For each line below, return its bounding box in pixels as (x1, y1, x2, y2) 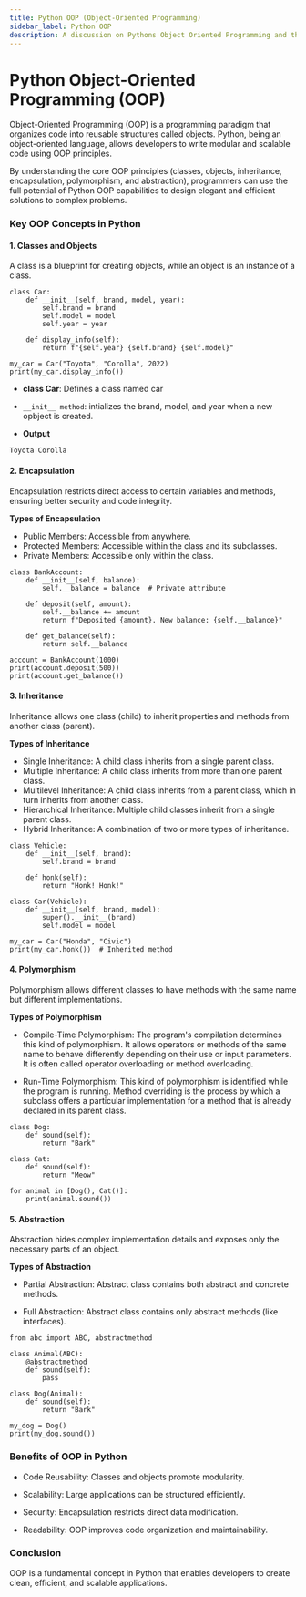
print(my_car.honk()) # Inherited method (9, 944, 173, 953)
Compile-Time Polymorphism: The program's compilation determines (22, 1029, 282, 1040)
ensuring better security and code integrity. (9, 495, 173, 506)
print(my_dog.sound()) (9, 1429, 96, 1438)
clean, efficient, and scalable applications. (9, 1577, 168, 1588)
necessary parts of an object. (9, 1243, 120, 1254)
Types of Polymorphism (9, 1012, 102, 1023)
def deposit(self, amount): (25, 599, 132, 609)
